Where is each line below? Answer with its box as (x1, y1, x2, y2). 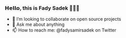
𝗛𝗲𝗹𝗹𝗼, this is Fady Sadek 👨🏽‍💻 (5, 5, 80, 12)
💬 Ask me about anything (12, 21, 65, 27)
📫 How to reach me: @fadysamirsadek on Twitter (12, 27, 117, 33)
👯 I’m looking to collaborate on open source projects (12, 16, 121, 22)
